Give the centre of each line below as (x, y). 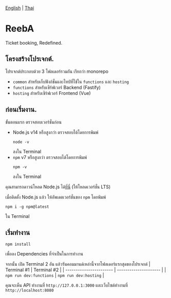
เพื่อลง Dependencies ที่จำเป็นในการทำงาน (44, 254)
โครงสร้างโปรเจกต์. (30, 59)
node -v (21, 142)
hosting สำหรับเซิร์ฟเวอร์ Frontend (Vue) (52, 93)
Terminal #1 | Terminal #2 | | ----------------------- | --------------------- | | (86, 270)
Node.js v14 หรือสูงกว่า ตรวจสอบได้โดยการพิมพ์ (55, 132)
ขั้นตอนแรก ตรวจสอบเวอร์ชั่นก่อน (33, 122)
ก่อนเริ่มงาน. (21, 110)
